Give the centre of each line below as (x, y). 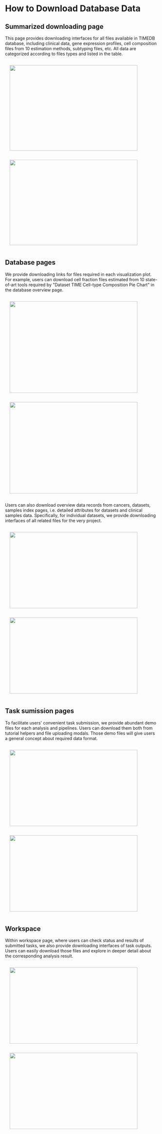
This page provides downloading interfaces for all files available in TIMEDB (80, 38)
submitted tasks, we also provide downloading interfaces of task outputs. (79, 946)
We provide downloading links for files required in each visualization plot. (78, 274)
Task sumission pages (40, 711)
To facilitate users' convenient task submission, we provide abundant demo (81, 722)
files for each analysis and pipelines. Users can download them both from (79, 728)
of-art (11, 285)
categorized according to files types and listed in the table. (64, 54)
